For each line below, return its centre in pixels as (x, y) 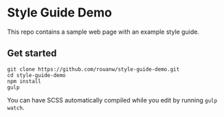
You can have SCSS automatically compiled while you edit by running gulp (112, 100)
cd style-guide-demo (37, 75)
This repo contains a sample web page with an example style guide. (103, 32)
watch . (16, 107)
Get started (32, 53)
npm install (24, 81)
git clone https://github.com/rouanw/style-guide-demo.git (93, 69)
